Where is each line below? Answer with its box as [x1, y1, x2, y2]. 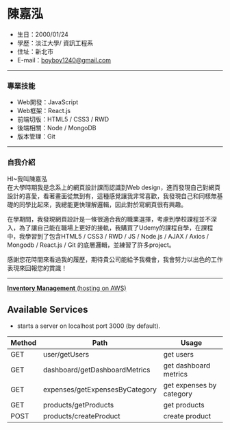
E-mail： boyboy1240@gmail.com [16, 56, 112, 64]
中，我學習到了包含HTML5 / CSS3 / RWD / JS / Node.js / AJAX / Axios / [7, 232, 209, 240]
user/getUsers [43, 350, 90, 359]
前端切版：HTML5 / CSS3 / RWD [16, 115, 110, 123]
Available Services [7, 303, 88, 315]
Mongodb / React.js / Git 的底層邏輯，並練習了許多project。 [7, 241, 176, 249]
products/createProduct [43, 411, 121, 421]
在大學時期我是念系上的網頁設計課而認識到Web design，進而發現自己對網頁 [7, 183, 221, 191]
